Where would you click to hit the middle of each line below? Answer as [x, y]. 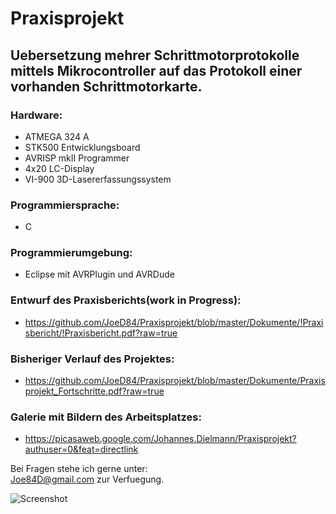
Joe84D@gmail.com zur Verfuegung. [87, 479]
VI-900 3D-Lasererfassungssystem [98, 179]
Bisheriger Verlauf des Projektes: [92, 359]
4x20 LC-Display [59, 168]
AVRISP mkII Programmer [77, 158]
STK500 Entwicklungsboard [82, 147]
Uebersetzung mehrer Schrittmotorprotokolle [155, 55]
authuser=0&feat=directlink [81, 449]
